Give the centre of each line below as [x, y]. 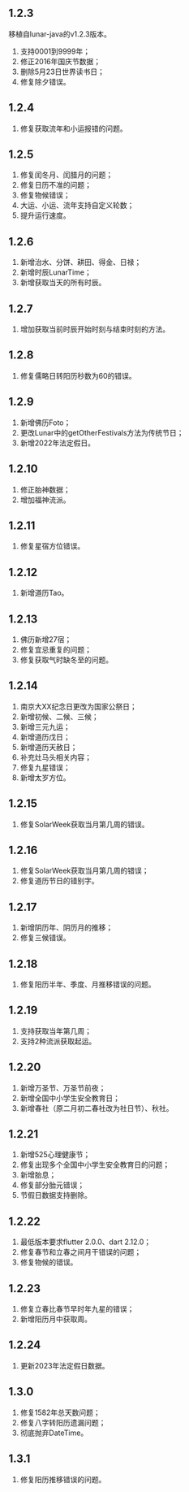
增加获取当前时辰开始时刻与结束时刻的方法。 [95, 329]
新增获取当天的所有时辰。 [63, 283]
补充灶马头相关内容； [56, 757]
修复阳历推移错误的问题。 [63, 1479]
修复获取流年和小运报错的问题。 [73, 128]
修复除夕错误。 [45, 81]
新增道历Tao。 [44, 593]
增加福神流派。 [45, 500]
